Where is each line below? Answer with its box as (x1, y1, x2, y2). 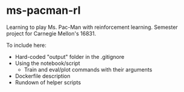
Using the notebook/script (14, 60, 80, 67)
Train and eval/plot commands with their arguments (24, 66, 153, 73)
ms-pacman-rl (6, 4, 81, 17)
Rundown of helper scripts (14, 79, 81, 86)
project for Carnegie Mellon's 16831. (6, 29, 97, 37)
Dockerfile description (14, 72, 71, 79)
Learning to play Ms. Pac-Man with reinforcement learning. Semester (6, 23, 178, 31)
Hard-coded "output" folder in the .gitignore (14, 53, 125, 60)
